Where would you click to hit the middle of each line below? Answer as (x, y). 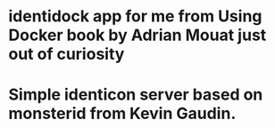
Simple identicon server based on (136, 95)
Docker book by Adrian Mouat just (137, 35)
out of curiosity (67, 54)
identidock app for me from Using (135, 16)
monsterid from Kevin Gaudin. (122, 114)
